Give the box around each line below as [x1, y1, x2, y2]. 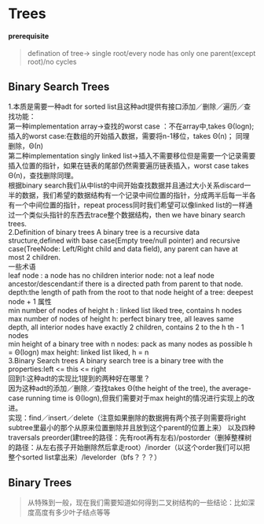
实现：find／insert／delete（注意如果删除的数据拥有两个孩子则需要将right [8, 413, 246, 422]
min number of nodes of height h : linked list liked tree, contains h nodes [8, 306, 242, 315]
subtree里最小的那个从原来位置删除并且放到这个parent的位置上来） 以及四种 [8, 423, 255, 433]
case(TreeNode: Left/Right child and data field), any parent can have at [8, 244, 238, 254]
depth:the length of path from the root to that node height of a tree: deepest [8, 288, 254, 297]
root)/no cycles [27, 57, 77, 67]
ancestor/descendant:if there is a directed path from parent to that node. [8, 279, 244, 288]
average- [222, 384, 251, 393]
